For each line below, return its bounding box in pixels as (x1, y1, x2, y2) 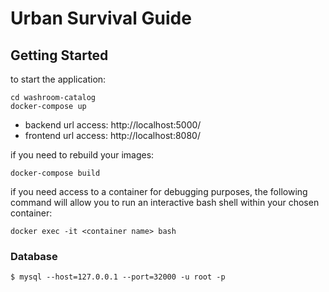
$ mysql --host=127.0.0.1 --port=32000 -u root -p (10, 272, 226, 282)
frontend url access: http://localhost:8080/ (24, 130, 201, 141)
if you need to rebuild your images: (10, 149, 155, 161)
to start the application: (10, 73, 107, 85)
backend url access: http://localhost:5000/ (24, 119, 202, 131)
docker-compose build (10, 168, 101, 178)
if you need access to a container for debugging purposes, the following (10, 186, 308, 197)
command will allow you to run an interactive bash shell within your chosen (10, 197, 320, 208)
